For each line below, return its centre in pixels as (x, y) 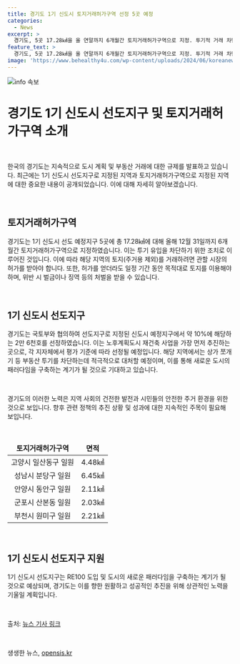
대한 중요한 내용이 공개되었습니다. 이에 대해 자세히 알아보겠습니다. (106, 184)
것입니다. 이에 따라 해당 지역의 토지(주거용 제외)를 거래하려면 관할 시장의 (126, 259)
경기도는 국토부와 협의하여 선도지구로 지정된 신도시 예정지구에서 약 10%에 (110, 334)
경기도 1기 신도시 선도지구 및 (85, 113)
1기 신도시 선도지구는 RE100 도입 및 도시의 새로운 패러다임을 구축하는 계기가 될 (117, 577)
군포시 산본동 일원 (42, 502)
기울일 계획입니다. (32, 595)
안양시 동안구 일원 (42, 489)
